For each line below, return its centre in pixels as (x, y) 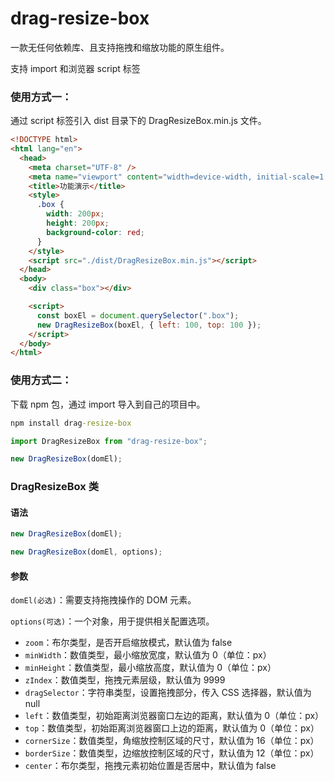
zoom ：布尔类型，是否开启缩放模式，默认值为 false (128, 643)
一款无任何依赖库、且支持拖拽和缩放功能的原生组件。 (120, 47)
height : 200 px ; (78, 223)
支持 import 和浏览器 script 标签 (75, 68)
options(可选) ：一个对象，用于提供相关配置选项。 (112, 621)
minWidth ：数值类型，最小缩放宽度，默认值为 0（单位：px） (148, 655)
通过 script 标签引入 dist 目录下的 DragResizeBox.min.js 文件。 (138, 121)
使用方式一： (41, 97)
